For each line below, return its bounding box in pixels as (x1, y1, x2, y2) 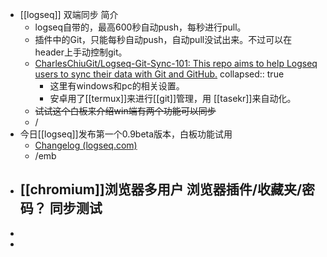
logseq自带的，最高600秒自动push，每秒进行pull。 (34, 21, 247, 33)
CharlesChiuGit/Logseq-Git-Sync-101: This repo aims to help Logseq (34, 58, 318, 69)
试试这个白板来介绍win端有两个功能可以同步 (34, 105, 217, 117)
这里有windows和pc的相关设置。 (49, 80, 185, 92)
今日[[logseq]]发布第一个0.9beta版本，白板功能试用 (19, 128, 233, 140)
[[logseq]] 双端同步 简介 (19, 9, 119, 20)
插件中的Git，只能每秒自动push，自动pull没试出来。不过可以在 (34, 34, 293, 45)
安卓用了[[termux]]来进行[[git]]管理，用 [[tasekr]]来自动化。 (49, 93, 297, 104)
